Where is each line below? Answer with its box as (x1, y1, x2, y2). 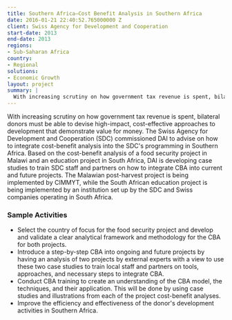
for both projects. (17, 241, 67, 249)
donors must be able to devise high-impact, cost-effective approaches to (7, 120, 215, 128)
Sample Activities (7, 210, 68, 219)
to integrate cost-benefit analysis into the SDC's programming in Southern (7, 142, 219, 150)
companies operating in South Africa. (7, 193, 114, 201)
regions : (7, 42, 32, 49)
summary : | (7, 87, 39, 94)
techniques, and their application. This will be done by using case (17, 284, 204, 293)
